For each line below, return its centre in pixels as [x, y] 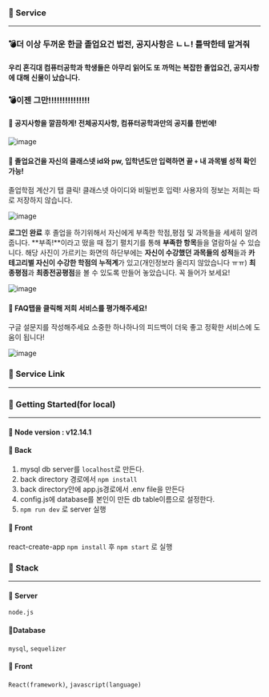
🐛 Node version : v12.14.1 [50, 432]
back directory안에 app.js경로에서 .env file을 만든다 [102, 489]
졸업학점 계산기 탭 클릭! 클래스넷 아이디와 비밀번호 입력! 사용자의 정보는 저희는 [130, 190]
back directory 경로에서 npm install [78, 479]
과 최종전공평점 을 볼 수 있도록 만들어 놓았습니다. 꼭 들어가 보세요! [129, 273]
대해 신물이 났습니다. [48, 77]
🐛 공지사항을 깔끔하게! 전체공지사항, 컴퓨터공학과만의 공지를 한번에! [113, 123]
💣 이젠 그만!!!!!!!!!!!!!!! [49, 100]
